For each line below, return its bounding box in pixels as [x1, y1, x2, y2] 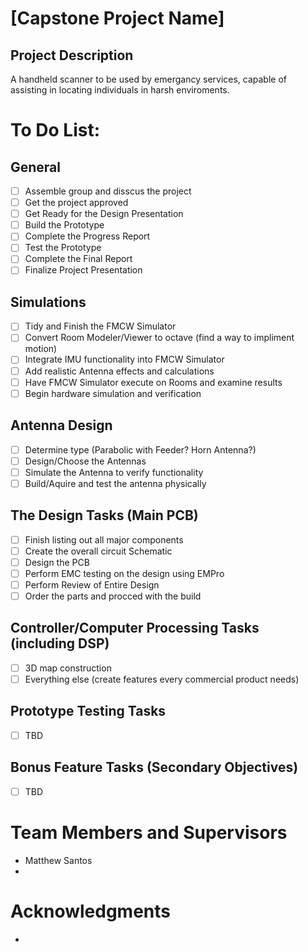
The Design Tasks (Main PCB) [10, 507, 199, 524]
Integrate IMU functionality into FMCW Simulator [24, 353, 225, 366]
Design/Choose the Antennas [24, 455, 147, 467]
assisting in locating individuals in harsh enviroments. [10, 84, 230, 96]
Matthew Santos [24, 854, 93, 866]
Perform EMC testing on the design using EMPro [24, 567, 225, 579]
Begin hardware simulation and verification [24, 387, 202, 399]
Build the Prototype [24, 219, 105, 231]
